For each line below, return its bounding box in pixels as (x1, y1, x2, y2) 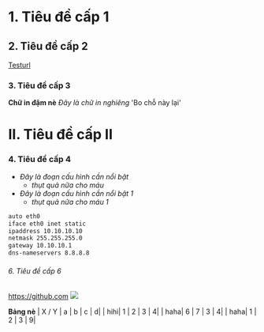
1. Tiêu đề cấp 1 (8, 8, 110, 26)
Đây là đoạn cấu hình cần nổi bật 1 (19, 188, 134, 198)
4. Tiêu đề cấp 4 (8, 154, 71, 165)
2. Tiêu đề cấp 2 (8, 40, 88, 53)
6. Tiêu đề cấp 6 (8, 266, 61, 276)
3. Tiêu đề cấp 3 (8, 80, 71, 91)
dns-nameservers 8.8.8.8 (8, 249, 90, 257)
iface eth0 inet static (8, 220, 87, 228)
